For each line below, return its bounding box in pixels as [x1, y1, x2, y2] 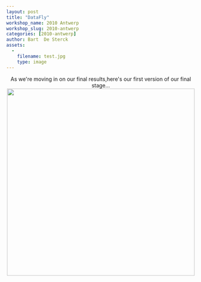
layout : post [6, 8, 39, 15]
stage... [91, 81, 110, 89]
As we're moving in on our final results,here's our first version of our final [10, 75, 191, 83]
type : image [17, 59, 47, 65]
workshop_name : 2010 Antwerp [6, 20, 79, 26]
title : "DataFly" [6, 14, 50, 20]
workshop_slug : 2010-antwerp [6, 25, 79, 32]
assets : [6, 43, 26, 48]
